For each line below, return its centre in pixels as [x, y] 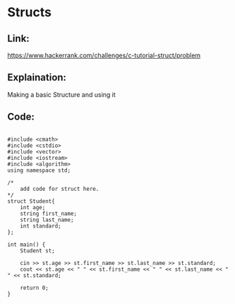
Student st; [37, 251]
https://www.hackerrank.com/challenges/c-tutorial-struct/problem [104, 55]
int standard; [41, 226]
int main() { [26, 245]
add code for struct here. [60, 189]
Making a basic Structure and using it [62, 94]
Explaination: [37, 77]
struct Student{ [31, 201]
